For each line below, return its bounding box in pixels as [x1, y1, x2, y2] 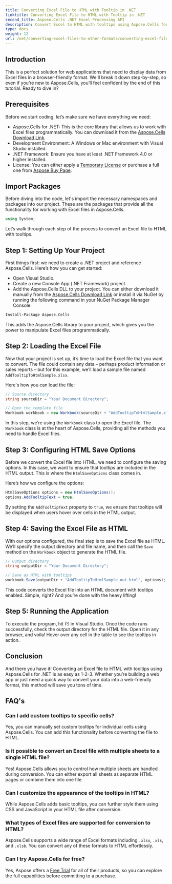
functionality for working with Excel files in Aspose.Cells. [5, 206, 125, 213]
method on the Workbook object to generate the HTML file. [5, 548, 127, 555]
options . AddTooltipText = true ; [5, 495, 74, 500]
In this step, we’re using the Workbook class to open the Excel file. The [5, 420, 152, 426]
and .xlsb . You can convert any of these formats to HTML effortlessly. [5, 842, 154, 849]
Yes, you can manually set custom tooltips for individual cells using [5, 724, 147, 730]
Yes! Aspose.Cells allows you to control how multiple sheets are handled [5, 765, 158, 772]
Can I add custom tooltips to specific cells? [5, 712, 115, 719]
